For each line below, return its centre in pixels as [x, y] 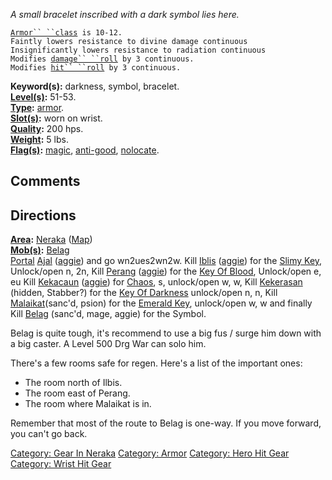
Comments [45, 181]
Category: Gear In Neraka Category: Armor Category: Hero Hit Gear [150, 453]
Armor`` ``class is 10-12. [66, 33]
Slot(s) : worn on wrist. [56, 118]
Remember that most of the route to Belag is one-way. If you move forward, [166, 423]
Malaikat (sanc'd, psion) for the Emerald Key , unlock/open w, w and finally [161, 303]
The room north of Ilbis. [73, 383]
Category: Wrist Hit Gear [61, 464]
